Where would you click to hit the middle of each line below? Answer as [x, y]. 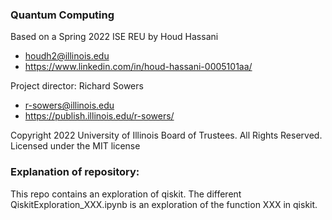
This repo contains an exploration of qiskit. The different [126, 194]
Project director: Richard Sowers [77, 86]
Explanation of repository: [75, 172]
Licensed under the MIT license [75, 146]
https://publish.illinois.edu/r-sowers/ [99, 116]
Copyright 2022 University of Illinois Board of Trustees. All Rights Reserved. [166, 135]
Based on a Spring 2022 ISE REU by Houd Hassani [114, 37]
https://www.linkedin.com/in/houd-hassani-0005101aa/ [138, 67]
